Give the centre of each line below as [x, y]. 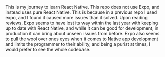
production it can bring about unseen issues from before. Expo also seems [82, 33]
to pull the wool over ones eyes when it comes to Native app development [82, 39]
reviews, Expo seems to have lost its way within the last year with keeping [82, 23]
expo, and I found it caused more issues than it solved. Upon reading [76, 18]
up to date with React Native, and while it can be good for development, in [82, 28]
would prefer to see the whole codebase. [48, 49]
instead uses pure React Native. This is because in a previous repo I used [81, 12]
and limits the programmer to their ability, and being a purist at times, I [78, 44]
